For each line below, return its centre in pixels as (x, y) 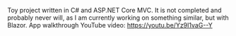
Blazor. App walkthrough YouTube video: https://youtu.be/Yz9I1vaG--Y (110, 25)
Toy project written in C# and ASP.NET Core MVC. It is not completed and (114, 10)
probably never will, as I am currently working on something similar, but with (118, 18)
